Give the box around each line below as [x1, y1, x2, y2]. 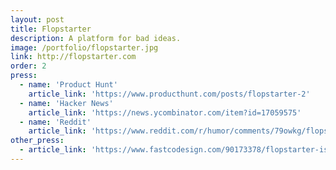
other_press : [10, 136, 65, 146]
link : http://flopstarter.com [10, 52, 137, 62]
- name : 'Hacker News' [19, 98, 114, 108]
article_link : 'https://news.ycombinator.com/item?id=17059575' [28, 107, 302, 118]
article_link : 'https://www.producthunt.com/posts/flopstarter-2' [28, 89, 311, 99]
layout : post [10, 14, 65, 25]
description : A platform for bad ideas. [10, 33, 182, 43]
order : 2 [10, 61, 47, 71]
